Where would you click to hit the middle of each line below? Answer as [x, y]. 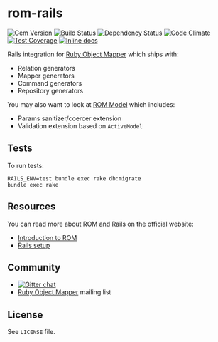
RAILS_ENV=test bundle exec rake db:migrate [74, 178]
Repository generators [50, 90]
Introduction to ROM [47, 237]
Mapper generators [46, 76]
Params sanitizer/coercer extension [70, 118]
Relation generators [47, 68]
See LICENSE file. [31, 332]
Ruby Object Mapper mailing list [64, 292]
